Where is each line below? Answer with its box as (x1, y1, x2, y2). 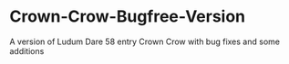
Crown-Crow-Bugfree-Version (9, 6, 246, 27)
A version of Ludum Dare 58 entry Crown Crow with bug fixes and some (9, 36, 281, 47)
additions (9, 45, 45, 56)
